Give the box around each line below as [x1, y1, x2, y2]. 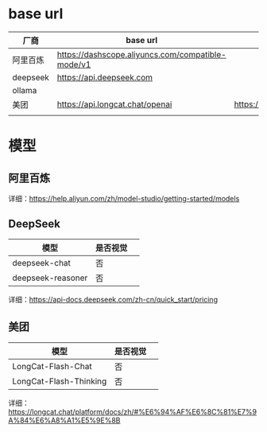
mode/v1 [56, 59, 91, 70]
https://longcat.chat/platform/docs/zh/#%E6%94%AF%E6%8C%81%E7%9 [8, 407, 257, 416]
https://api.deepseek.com [56, 72, 153, 83]
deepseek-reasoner [12, 272, 88, 283]
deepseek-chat [12, 257, 72, 268]
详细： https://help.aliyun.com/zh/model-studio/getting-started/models [8, 193, 240, 203]
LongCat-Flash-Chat [12, 360, 93, 372]
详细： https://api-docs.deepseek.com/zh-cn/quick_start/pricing [8, 294, 219, 304]
